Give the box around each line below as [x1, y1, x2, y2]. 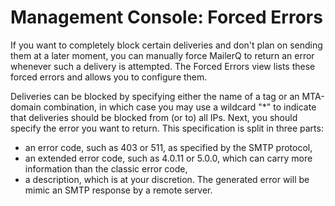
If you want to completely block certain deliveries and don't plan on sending [10, 39, 323, 51]
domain [10, 101, 42, 113]
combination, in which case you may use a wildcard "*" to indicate [43, 101, 317, 113]
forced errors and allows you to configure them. [10, 71, 208, 83]
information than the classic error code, [24, 162, 188, 175]
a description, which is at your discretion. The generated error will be [24, 173, 310, 185]
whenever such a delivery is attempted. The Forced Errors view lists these [10, 60, 316, 72]
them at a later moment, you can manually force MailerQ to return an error [10, 49, 315, 61]
